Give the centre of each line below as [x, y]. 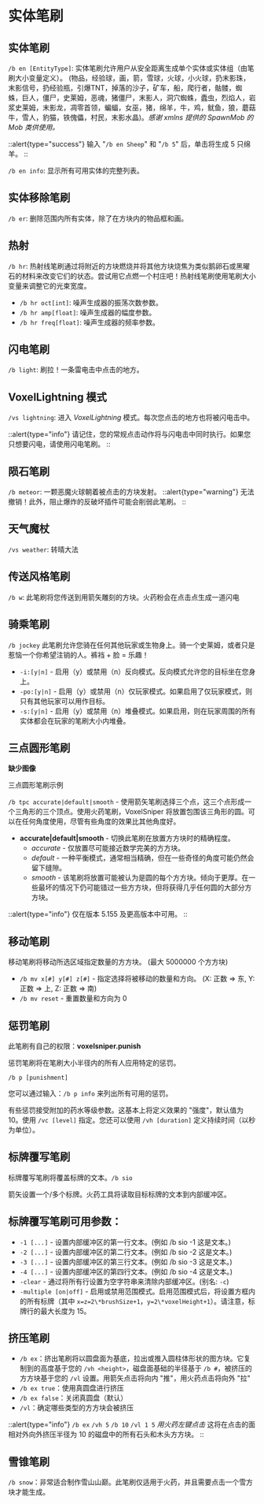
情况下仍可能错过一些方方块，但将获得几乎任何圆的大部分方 [155, 888]
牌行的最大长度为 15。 [55, 1311]
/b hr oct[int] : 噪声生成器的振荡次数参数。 [91, 302]
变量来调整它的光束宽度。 [49, 285]
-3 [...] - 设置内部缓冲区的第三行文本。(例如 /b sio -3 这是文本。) [126, 1261]
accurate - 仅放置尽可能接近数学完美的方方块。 [108, 848]
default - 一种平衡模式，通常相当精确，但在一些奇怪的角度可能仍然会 [143, 858]
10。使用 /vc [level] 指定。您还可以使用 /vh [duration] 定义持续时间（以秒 [132, 1119]
